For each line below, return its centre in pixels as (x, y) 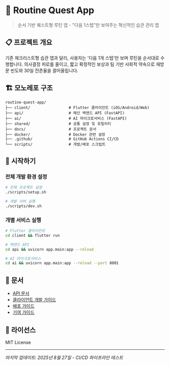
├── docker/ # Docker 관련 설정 (55, 134)
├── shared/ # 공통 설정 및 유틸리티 (58, 124)
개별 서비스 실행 (23, 220)
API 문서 (21, 294)
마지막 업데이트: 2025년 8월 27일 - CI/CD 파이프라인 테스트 (64, 357)
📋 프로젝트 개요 (29, 43)
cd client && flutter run (32, 235)
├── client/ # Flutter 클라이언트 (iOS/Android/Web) (77, 108)
